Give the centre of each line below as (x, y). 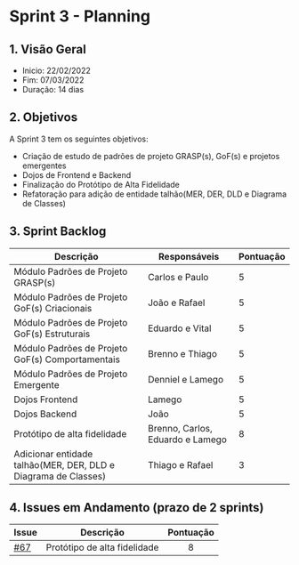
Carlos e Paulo (178, 277)
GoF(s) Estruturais (52, 334)
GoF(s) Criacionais (53, 308)
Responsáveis (189, 256)
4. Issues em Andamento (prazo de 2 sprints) (137, 508)
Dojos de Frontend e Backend (77, 174)
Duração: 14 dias (53, 89)
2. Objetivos (44, 117)
